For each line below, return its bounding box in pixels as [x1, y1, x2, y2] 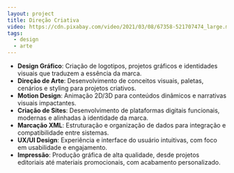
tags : [7, 29, 23, 37]
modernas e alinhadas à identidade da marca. [17, 114, 148, 122]
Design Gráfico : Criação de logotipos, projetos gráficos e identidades [17, 62, 218, 70]
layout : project [7, 10, 54, 17]
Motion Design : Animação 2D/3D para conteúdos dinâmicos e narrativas [17, 91, 227, 100]
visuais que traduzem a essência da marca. [17, 69, 142, 77]
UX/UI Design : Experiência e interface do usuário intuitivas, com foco [17, 136, 217, 144]
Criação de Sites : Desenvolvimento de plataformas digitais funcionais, [17, 106, 220, 114]
